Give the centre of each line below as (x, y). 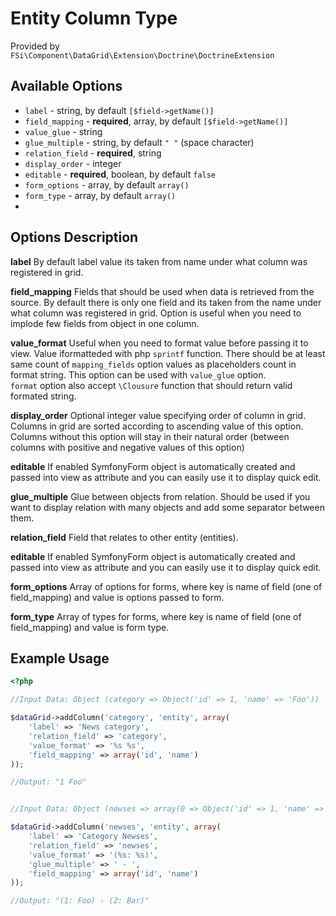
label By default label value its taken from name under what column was (159, 261)
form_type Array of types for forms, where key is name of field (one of (156, 616)
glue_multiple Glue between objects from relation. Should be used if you (160, 496)
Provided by (35, 46)
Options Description (74, 237)
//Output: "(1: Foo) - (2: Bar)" (80, 901)
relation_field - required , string (93, 153)
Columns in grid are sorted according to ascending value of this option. (157, 426)
